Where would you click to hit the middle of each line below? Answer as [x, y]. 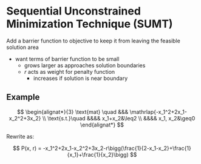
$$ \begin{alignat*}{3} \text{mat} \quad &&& [73, 112]
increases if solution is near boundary [80, 78]
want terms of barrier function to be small [67, 59]
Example [23, 97]
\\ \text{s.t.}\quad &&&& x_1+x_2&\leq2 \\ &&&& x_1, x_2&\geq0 [119, 118]
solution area [23, 47]
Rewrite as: [20, 136]
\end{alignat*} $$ [102, 125]
